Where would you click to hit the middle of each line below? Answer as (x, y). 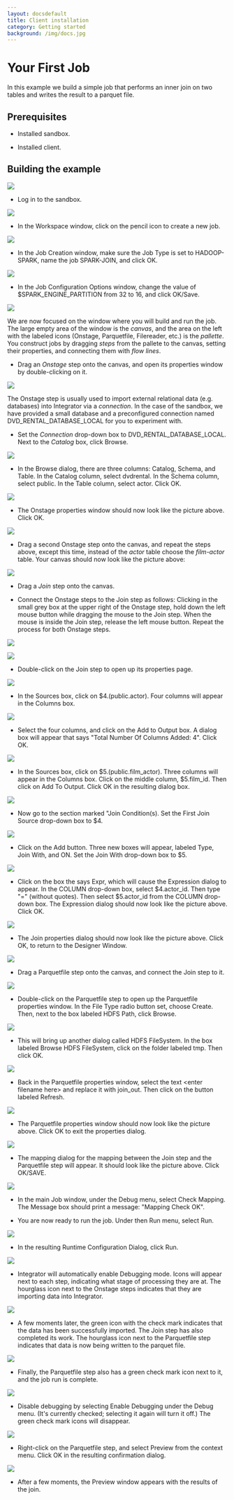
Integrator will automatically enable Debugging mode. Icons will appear (119, 1274)
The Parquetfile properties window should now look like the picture (114, 1123)
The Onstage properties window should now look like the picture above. (121, 510)
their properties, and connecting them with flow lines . (84, 350)
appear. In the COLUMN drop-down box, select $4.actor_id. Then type (119, 889)
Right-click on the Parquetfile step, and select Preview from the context (120, 1447)
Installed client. (39, 147)
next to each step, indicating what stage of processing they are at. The (119, 1281)
